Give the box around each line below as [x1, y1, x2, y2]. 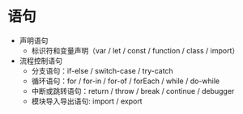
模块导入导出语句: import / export [31, 96, 143, 106]
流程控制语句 [19, 56, 62, 65]
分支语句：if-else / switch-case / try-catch [31, 65, 173, 75]
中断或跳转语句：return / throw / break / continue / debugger [31, 86, 235, 95]
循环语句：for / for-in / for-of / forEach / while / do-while [31, 76, 220, 86]
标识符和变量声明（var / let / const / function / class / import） [31, 45, 240, 55]
